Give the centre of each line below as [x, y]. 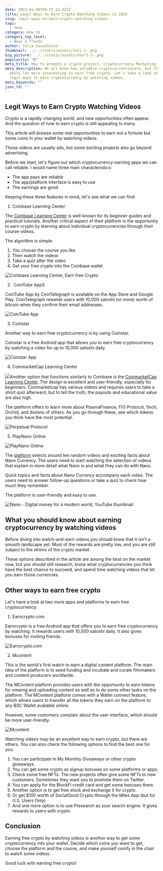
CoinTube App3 [29, 285]
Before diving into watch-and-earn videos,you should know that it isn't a [78, 539]
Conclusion [23, 826]
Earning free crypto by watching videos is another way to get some [73, 838]
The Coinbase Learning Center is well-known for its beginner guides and [78, 216]
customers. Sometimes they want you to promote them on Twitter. [79, 780]
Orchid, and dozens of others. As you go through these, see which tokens [79, 412]
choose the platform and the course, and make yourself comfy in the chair [80, 848]
